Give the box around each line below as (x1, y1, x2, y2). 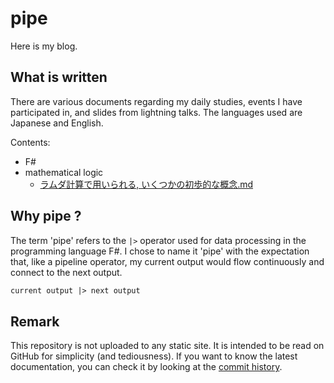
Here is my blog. (10, 40, 78, 52)
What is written (10, 69, 108, 86)
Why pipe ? (10, 208, 82, 225)
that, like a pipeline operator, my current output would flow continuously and (10, 255, 325, 267)
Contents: (10, 136, 51, 148)
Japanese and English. (10, 117, 104, 129)
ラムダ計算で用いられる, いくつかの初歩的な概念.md (39, 178, 254, 190)
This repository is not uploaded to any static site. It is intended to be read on (10, 340, 325, 352)
